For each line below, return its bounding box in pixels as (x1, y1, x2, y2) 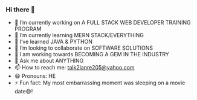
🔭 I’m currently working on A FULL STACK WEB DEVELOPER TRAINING (14, 19, 191, 26)
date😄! (14, 88, 33, 95)
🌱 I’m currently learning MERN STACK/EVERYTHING (14, 32, 144, 39)
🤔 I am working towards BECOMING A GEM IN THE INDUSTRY (14, 51, 170, 58)
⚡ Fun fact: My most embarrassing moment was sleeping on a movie (14, 79, 186, 86)
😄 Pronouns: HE (14, 72, 56, 80)
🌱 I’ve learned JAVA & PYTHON (14, 38, 93, 46)
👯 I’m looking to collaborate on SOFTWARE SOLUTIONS (14, 44, 153, 51)
